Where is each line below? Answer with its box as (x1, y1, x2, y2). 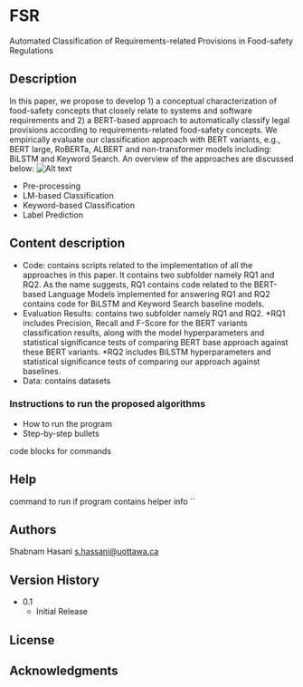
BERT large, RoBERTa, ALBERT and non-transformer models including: (9, 143, 272, 154)
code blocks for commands (9, 445, 111, 456)
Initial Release (35, 606, 89, 617)
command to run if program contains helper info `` (9, 496, 196, 507)
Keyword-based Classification (22, 199, 136, 210)
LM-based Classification (22, 189, 115, 200)
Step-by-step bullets (22, 428, 99, 439)
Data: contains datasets (22, 375, 111, 386)
